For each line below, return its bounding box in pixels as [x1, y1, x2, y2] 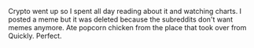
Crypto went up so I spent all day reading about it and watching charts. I [8, 7, 242, 15]
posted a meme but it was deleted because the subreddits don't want [8, 15, 234, 24]
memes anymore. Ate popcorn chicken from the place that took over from [8, 23, 247, 32]
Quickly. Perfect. [8, 31, 62, 40]
